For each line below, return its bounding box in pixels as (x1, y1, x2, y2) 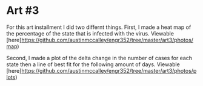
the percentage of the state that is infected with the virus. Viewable (6, 29, 175, 37)
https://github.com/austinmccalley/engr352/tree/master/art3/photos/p (21, 67, 197, 74)
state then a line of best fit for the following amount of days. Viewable (6, 61, 180, 68)
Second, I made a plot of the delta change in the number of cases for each (6, 54, 193, 61)
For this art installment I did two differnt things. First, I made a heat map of (6, 23, 191, 31)
